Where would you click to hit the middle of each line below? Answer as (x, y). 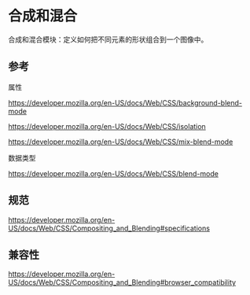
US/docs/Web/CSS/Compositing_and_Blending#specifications (109, 228)
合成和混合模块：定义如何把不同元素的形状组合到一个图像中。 (108, 39)
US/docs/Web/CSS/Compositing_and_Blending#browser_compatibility (122, 282)
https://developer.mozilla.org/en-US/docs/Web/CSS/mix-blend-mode (121, 142)
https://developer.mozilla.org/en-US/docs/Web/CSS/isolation (107, 126)
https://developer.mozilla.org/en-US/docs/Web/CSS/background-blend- (125, 102)
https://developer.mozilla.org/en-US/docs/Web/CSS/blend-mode (113, 173)
